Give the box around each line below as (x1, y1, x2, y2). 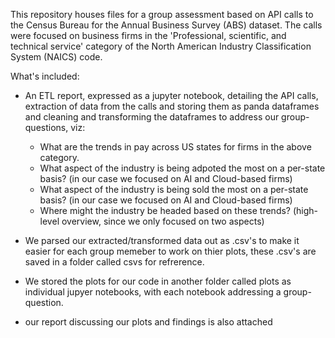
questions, (24, 122, 69, 133)
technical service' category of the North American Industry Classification (10, 40, 312, 52)
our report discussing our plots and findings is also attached (24, 316, 273, 328)
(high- (292, 205, 319, 216)
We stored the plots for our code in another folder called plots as (24, 275, 292, 287)
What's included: (10, 70, 80, 82)
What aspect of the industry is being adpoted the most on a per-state (39, 162, 326, 174)
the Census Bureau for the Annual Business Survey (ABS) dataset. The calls (10, 19, 323, 31)
